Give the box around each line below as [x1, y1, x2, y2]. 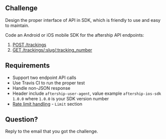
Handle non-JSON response [12, 85, 71, 91]
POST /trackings [12, 42, 46, 48]
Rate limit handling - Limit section [12, 101, 82, 107]
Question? [5, 115, 38, 124]
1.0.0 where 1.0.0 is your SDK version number [12, 95, 109, 101]
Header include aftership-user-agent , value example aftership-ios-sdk [12, 90, 162, 96]
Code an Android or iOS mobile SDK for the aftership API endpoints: [5, 32, 145, 38]
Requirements [5, 62, 50, 70]
